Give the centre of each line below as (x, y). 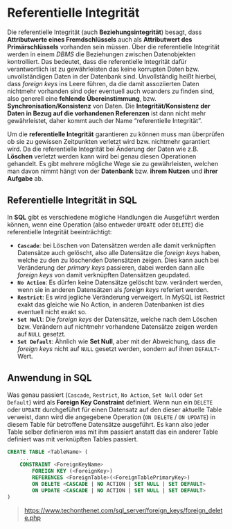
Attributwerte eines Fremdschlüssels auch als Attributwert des (100, 39)
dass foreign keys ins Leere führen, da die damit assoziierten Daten (103, 83)
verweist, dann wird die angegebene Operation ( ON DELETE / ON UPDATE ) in (111, 417)
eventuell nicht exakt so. (52, 311)
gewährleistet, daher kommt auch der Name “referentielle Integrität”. (105, 120)
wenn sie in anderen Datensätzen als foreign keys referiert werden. (113, 289)
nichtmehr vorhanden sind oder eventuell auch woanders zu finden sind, (111, 91)
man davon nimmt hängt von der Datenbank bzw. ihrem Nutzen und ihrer (113, 171)
